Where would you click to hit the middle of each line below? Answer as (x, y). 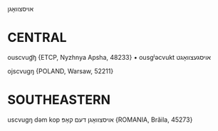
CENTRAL (37, 38)
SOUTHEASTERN (59, 100)
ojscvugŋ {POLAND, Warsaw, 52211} (61, 71)
